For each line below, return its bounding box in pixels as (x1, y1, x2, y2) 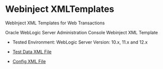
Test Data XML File (12, 49, 52, 55)
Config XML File (12, 58, 46, 64)
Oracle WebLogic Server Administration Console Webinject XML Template (5, 29, 158, 35)
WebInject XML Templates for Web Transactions (5, 20, 105, 26)
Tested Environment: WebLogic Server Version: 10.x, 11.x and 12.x (12, 39, 148, 45)
